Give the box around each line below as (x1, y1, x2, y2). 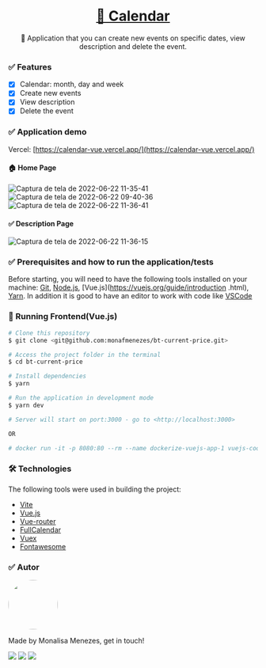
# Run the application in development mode (8, 394, 154, 402)
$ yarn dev (8, 401, 44, 409)
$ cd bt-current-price (8, 358, 83, 366)
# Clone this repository (8, 328, 90, 337)
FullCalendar (19, 525, 62, 534)
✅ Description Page (8, 218, 74, 228)
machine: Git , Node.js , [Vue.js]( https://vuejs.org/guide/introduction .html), (8, 283, 249, 292)
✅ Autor (8, 561, 40, 572)
